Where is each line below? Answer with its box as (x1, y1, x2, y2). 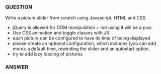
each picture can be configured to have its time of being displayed (12, 35, 150, 41)
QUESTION (5, 3, 33, 10)
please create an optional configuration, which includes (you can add (12, 40, 156, 46)
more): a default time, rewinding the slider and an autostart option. (12, 46, 150, 52)
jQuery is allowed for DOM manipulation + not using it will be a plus (12, 24, 152, 30)
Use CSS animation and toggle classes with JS (12, 30, 110, 36)
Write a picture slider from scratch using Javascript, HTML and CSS (5, 15, 146, 21)
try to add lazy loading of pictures (12, 51, 83, 57)
